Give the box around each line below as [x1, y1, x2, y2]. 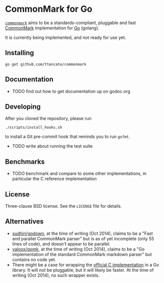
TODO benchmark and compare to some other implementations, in [12, 171, 147, 177]
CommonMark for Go [5, 3, 93, 15]
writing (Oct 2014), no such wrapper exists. [12, 272, 100, 278]
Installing [5, 49, 34, 57]
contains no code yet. [12, 256, 56, 262]
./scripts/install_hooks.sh [5, 125, 63, 130]
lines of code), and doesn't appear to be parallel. [12, 241, 111, 247]
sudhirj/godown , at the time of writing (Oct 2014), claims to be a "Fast [12, 230, 153, 236]
